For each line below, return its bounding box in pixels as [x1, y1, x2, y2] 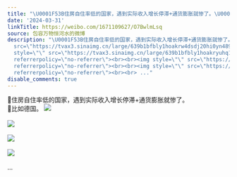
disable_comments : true [7, 75, 78, 83]
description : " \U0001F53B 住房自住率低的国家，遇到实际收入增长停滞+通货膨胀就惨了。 [7, 37, 233, 44]
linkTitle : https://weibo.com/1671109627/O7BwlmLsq [7, 23, 162, 30]
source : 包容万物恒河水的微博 [7, 29, 86, 37]
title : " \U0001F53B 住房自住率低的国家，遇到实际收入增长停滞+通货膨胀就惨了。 [7, 10, 215, 18]
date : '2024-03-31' [7, 17, 65, 24]
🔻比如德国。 [7, 105, 43, 113]
